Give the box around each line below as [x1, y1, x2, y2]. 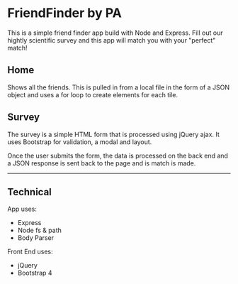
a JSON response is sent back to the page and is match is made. [7, 158, 196, 168]
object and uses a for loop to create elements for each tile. [7, 90, 178, 99]
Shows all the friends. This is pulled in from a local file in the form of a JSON [7, 83, 230, 92]
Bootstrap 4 [17, 268, 52, 278]
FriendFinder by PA [7, 5, 122, 21]
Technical [7, 186, 52, 198]
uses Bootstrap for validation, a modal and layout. [7, 137, 152, 146]
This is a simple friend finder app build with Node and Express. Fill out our [7, 28, 223, 37]
